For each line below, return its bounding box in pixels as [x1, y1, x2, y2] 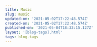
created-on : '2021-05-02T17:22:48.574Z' [5, 21, 90, 26]
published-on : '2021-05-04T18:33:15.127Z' [5, 25, 94, 30]
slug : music [5, 12, 30, 17]
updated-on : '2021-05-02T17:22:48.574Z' [5, 16, 90, 21]
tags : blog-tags [5, 35, 38, 40]
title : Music [5, 7, 32, 12]
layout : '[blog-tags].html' [5, 30, 63, 35]
